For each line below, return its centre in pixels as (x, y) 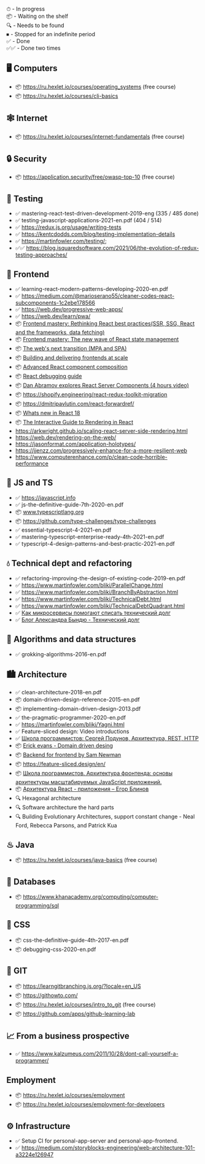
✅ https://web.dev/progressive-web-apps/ (69, 309)
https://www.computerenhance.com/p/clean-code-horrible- (91, 457)
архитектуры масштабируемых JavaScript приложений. (88, 782)
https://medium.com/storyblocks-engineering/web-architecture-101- (108, 1148)
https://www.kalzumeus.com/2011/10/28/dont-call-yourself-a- (100, 1054)
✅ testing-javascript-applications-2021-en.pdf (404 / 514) (88, 220)
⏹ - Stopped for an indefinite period (51, 34)
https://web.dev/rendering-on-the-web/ (66, 438)
